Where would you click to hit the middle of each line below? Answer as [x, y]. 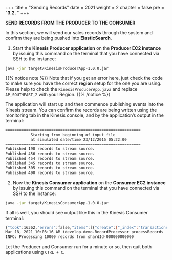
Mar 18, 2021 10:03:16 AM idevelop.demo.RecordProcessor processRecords [84, 232]
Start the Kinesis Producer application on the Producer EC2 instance [87, 48]
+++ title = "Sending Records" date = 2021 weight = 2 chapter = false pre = [85, 7]
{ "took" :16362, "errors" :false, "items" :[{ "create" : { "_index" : [72, 227]
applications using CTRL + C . [35, 252]
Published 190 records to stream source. [50, 149]
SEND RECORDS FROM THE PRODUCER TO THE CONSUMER [70, 23]
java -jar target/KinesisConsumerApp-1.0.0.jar [57, 203]
